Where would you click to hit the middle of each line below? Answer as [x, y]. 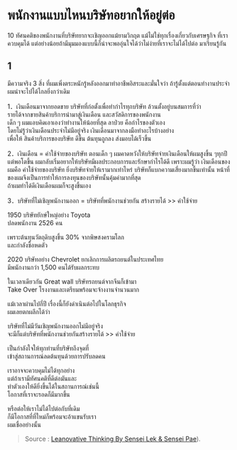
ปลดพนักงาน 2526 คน [35, 223]
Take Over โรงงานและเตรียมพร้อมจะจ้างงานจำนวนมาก [73, 289]
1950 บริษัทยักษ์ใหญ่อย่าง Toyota [49, 215]
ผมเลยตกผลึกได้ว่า [29, 311]
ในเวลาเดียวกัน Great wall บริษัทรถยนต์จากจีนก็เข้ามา [72, 282]
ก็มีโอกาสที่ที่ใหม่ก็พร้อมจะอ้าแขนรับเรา [52, 417]
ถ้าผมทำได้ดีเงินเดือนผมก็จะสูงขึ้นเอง [49, 186]
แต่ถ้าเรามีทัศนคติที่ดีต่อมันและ [42, 378]
